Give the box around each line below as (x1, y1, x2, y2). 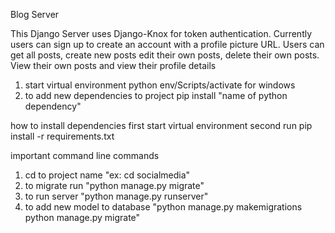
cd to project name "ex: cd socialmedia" (24, 169, 191, 181)
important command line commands (10, 150, 160, 161)
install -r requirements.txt (10, 130, 115, 142)
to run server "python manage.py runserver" (24, 190, 209, 202)
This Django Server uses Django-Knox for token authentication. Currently (10, 28, 313, 39)
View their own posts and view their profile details (10, 60, 217, 71)
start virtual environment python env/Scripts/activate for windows (24, 79, 296, 91)
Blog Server (10, 9, 60, 20)
